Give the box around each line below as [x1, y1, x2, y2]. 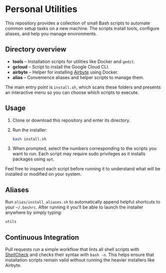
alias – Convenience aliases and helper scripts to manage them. [12, 74, 144, 80]
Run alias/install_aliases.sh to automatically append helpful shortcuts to [5, 199, 160, 205]
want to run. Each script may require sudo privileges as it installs [12, 151, 146, 157]
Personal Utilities [5, 3, 77, 15]
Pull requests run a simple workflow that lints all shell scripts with [5, 246, 139, 252]
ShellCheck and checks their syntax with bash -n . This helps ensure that [5, 251, 154, 257]
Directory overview [5, 45, 66, 53]
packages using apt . [12, 156, 55, 162]
